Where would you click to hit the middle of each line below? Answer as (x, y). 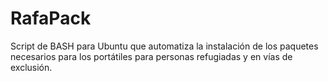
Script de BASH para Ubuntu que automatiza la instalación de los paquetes (164, 46)
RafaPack (51, 18)
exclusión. (31, 67)
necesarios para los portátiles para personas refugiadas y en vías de (151, 56)
